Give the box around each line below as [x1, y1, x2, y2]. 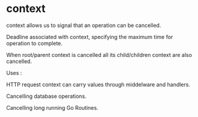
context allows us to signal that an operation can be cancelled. [6, 22, 161, 29]
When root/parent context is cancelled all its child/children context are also [6, 51, 193, 58]
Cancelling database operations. [6, 92, 87, 100]
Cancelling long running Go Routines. [6, 104, 99, 111]
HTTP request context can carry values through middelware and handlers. [6, 80, 191, 88]
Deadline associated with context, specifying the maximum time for [6, 33, 173, 40]
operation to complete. [6, 40, 63, 47]
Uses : [6, 69, 22, 76]
